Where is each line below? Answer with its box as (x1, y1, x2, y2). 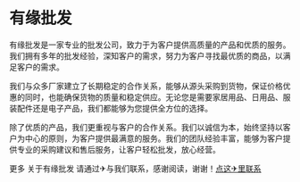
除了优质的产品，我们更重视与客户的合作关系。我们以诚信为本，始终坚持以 (9, 121, 283, 132)
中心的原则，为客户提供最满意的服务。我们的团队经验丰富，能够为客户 (24, 133, 283, 144)
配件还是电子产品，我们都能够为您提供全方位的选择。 (16, 103, 212, 113)
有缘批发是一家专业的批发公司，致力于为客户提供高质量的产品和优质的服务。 (9, 39, 291, 50)
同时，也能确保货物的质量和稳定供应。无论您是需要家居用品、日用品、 (24, 91, 283, 103)
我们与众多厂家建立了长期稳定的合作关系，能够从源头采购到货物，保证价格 (9, 80, 283, 91)
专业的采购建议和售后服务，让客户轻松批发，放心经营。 (16, 144, 221, 154)
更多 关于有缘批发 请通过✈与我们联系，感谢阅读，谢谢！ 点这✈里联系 (9, 162, 262, 174)
